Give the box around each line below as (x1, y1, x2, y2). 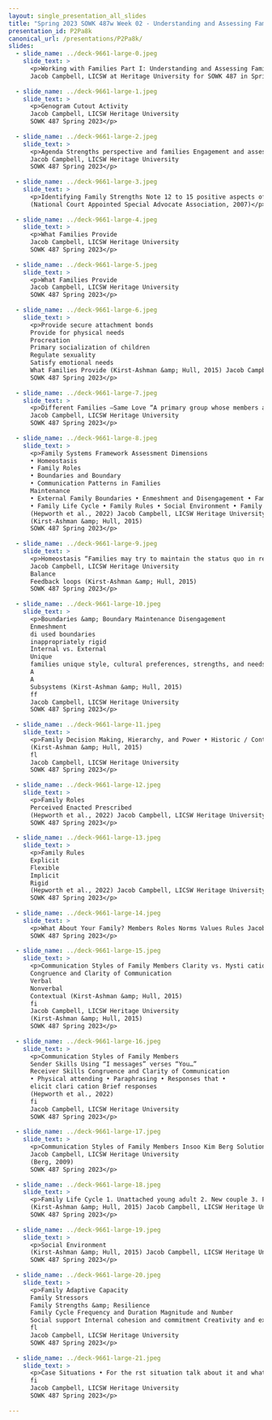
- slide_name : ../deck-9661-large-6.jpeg (15, 306, 158, 314)
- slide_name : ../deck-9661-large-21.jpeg (15, 1354, 161, 1362)
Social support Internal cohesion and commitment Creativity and (29, 1316, 255, 1324)
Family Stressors (29, 1293, 89, 1302)
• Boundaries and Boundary (29, 472, 121, 480)
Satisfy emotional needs (29, 358, 114, 367)
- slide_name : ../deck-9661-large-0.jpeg (15, 49, 158, 58)
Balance (29, 569, 57, 578)
